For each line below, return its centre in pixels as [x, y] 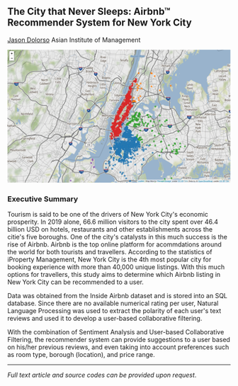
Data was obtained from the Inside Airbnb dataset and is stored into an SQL [118, 296]
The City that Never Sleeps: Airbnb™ [89, 12]
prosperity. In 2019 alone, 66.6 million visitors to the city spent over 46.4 [113, 222]
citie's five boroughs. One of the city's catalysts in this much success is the [118, 237]
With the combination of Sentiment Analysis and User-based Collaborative [116, 332]
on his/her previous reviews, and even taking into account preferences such [118, 347]
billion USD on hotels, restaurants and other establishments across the [110, 229]
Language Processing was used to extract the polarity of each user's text [114, 311]
